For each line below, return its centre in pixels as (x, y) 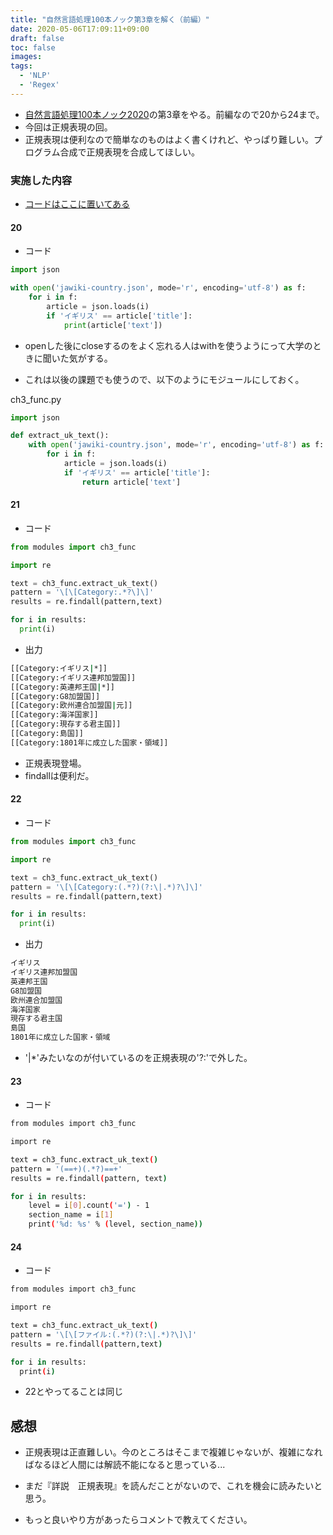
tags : (21, 66)
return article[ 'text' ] (131, 482)
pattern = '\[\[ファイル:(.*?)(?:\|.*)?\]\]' (104, 1334)
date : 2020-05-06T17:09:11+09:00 (80, 29)
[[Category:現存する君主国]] (66, 724)
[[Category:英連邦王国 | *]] (62, 687)
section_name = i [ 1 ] (71, 1215)
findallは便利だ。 (59, 775)
